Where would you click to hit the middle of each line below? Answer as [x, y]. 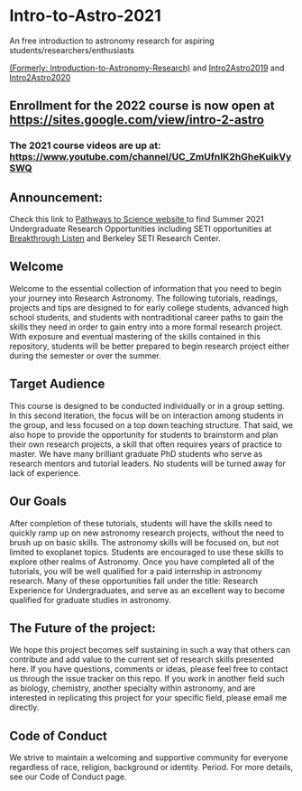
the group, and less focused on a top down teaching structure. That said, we [151, 424]
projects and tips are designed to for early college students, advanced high [149, 307]
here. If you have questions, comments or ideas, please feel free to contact [149, 669]
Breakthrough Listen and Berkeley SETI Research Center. [115, 238]
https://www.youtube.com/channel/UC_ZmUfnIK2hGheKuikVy [151, 157]
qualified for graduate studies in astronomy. [90, 600]
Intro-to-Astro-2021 [85, 16]
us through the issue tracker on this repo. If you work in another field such [147, 679]
